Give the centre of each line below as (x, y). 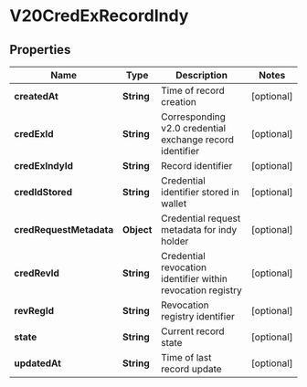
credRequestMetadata (64, 230)
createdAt (37, 96)
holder (175, 241)
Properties (40, 50)
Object (137, 230)
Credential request (201, 218)
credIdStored (43, 192)
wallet (174, 204)
